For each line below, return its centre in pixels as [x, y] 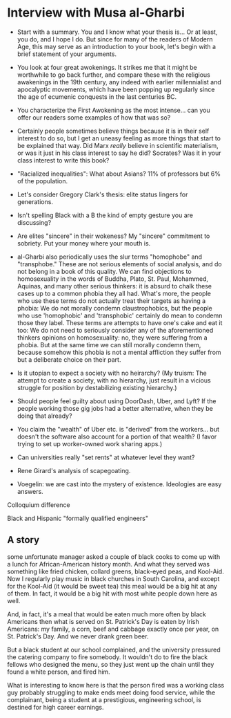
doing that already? [44, 416]
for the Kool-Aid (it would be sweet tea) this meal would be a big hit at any [112, 586]
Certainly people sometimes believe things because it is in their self [113, 131]
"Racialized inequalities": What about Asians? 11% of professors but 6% [119, 174]
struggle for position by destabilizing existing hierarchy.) [97, 387]
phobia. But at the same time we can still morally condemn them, [109, 344]
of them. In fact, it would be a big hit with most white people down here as [112, 593]
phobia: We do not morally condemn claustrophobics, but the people [114, 308]
